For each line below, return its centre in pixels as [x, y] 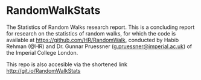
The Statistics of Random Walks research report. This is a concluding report [101, 27]
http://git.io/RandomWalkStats [43, 70]
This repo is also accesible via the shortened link [67, 64]
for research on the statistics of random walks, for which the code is [91, 33]
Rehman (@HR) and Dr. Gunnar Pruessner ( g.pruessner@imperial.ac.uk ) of [99, 46]
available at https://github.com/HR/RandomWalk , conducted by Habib [93, 40]
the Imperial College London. [42, 52]
